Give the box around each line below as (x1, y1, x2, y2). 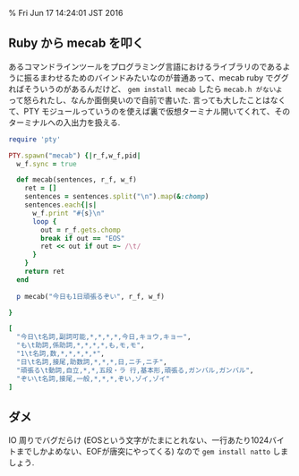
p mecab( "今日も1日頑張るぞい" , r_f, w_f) (16, 292, 165, 301)
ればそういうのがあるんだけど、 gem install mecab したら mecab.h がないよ (8, 83, 283, 94)
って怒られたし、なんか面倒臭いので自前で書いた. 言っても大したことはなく (8, 94, 286, 106)
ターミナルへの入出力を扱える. (8, 116, 121, 128)
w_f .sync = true (16, 159, 77, 168)
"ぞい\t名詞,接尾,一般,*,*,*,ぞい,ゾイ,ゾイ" (16, 374, 171, 383)
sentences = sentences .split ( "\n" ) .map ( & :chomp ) (24, 192, 209, 201)
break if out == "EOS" (40, 234, 125, 242)
